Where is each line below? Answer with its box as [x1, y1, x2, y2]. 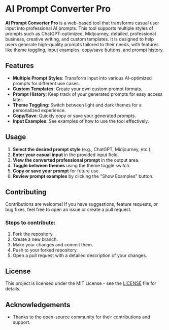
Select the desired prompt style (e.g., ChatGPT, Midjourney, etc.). [12, 146, 152, 152]
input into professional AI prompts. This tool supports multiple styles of [5, 25, 154, 31]
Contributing [5, 188, 47, 196]
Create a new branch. [12, 236, 58, 242]
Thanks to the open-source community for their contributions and [12, 314, 151, 320]
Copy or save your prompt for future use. [12, 168, 100, 174]
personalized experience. [12, 107, 66, 113]
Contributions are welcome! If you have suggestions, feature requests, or [5, 201, 158, 207]
